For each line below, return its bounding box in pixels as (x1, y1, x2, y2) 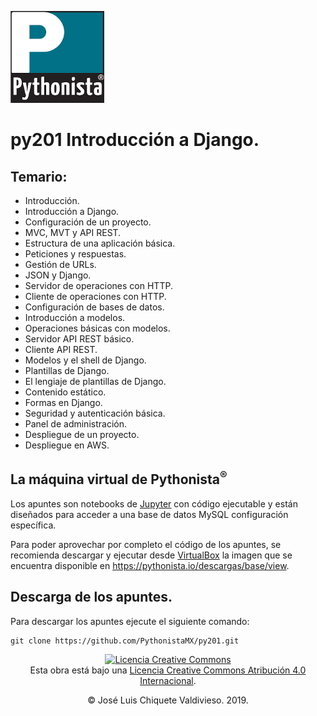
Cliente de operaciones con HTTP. (24, 291, 167, 302)
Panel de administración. (24, 418, 127, 430)
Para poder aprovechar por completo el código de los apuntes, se (10, 538, 282, 550)
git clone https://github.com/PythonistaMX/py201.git (10, 636, 240, 646)
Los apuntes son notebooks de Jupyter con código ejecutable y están (10, 497, 298, 510)
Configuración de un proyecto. (24, 216, 152, 228)
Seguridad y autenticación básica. (24, 407, 166, 419)
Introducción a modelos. (24, 312, 126, 323)
